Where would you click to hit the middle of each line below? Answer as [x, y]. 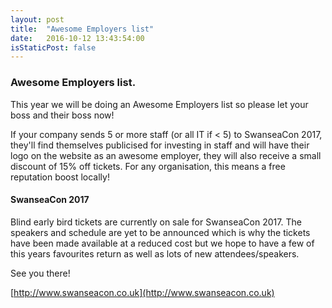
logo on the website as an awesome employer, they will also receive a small [166, 155]
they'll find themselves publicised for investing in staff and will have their [160, 145]
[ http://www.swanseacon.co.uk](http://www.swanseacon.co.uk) [142, 292]
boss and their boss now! [62, 115]
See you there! [40, 273]
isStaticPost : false [53, 47]
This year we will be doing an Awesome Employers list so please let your [159, 104]
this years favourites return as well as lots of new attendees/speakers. [155, 253]
